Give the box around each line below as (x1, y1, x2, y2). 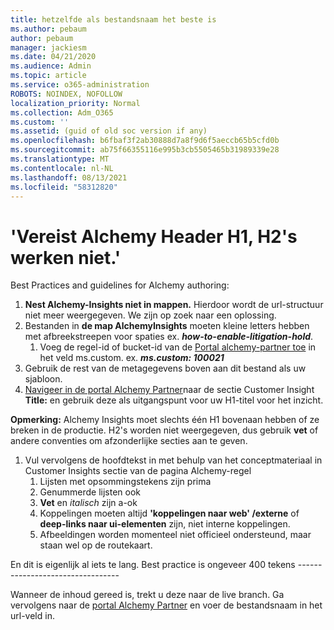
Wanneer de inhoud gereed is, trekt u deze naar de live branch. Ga (10, 589, 285, 601)
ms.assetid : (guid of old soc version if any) (10, 126, 208, 136)
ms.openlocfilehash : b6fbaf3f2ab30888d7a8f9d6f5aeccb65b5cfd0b (10, 136, 280, 146)
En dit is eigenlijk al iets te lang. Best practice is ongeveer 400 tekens (10, 559, 296, 571)
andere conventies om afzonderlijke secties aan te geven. (10, 435, 248, 447)
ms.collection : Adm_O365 (10, 107, 114, 118)
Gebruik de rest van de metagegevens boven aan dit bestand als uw (24, 362, 307, 375)
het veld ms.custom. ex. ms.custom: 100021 (39, 352, 225, 364)
